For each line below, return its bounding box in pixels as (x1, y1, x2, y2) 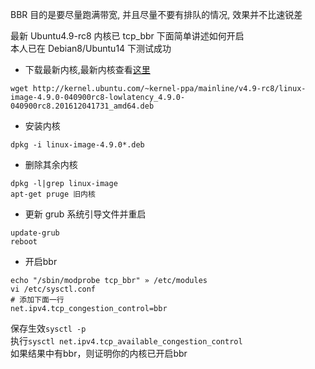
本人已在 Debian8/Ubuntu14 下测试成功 (10, 43, 172, 54)
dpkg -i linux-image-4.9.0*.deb (10, 140, 145, 150)
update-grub (10, 228, 60, 238)
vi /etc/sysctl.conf (10, 284, 97, 294)
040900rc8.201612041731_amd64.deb (10, 101, 155, 111)
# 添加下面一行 (10, 295, 65, 305)
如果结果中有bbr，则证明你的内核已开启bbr (10, 348, 188, 359)
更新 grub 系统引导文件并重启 (24, 208, 147, 220)
